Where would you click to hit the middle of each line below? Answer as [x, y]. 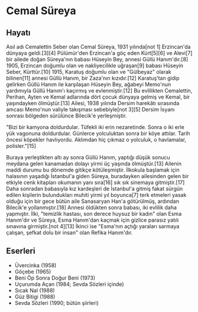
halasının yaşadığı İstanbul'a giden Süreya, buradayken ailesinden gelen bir [98, 176]
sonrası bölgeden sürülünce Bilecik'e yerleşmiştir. [66, 116]
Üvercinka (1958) [35, 265]
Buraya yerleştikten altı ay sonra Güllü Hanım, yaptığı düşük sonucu [88, 157]
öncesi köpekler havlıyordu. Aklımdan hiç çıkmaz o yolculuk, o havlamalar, [96, 139]
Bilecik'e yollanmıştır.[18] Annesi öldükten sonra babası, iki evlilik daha [92, 207]
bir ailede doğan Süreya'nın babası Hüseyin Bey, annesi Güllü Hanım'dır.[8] [97, 59]
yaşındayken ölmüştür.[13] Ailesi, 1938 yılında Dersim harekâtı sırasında [93, 103]
